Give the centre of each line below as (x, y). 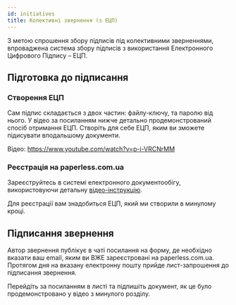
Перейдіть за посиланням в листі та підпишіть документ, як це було (110, 287)
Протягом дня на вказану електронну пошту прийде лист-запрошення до (118, 266)
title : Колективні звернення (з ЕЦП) (63, 20)
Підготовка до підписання (68, 77)
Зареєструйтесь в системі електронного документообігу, (94, 182)
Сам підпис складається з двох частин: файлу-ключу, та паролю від (110, 113)
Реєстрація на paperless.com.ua (66, 168)
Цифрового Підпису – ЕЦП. (48, 55)
